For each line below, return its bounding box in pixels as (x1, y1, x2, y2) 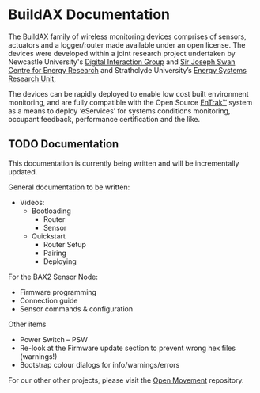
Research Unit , (8, 74, 57, 83)
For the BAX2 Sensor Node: (8, 272, 99, 281)
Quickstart (31, 231, 66, 241)
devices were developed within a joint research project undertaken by (8, 48, 236, 58)
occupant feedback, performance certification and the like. (8, 114, 201, 124)
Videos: (19, 197, 45, 207)
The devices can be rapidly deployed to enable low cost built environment (8, 89, 249, 98)
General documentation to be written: (8, 182, 130, 192)
